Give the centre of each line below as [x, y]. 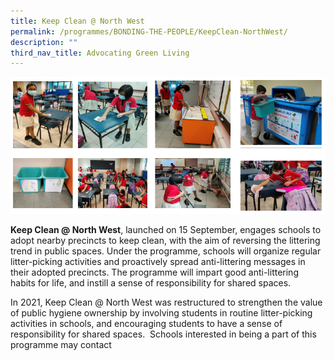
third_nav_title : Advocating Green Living [100, 53]
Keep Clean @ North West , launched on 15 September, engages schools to [166, 229]
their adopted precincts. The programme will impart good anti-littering [154, 272]
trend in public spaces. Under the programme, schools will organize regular [166, 251]
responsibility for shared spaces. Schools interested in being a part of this [163, 334]
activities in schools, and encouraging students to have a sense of [146, 323]
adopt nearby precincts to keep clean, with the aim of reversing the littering [165, 240]
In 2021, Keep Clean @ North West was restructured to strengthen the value [166, 302]
